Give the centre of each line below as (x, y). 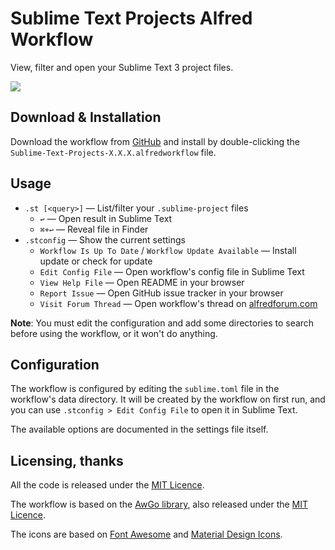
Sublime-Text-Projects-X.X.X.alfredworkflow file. (113, 152)
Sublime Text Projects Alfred (131, 18)
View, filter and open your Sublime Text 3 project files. (122, 67)
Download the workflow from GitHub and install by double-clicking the (155, 141)
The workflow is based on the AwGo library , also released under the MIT (159, 504)
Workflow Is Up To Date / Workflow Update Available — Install (168, 250)
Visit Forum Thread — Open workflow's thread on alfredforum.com (178, 303)
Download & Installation (86, 117)
